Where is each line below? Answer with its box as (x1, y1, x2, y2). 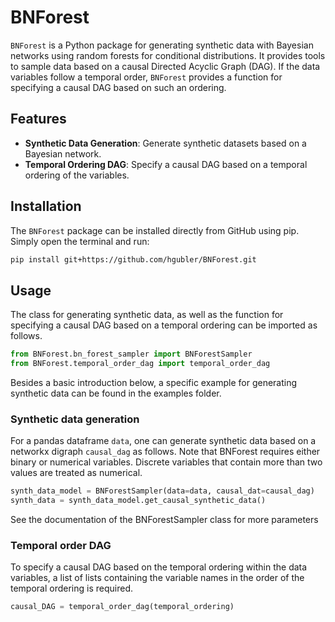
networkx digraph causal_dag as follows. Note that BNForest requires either (10, 446, 321, 458)
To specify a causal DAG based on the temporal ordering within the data (10, 561, 308, 573)
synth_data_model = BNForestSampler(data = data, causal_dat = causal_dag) (10, 486, 315, 496)
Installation (10, 198, 82, 215)
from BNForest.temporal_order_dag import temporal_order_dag (10, 359, 271, 369)
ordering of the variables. (24, 169, 130, 181)
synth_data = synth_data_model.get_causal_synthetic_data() (10, 496, 267, 506)
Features (10, 111, 67, 128)
